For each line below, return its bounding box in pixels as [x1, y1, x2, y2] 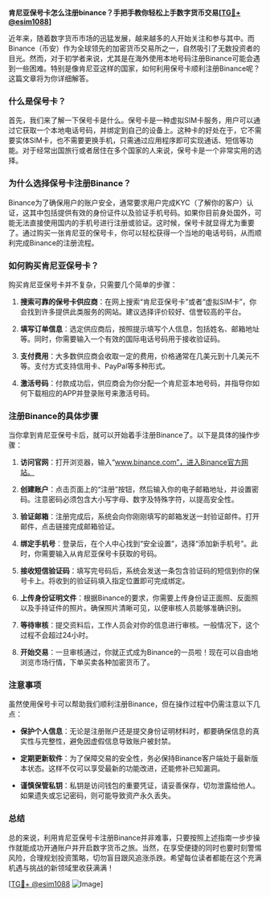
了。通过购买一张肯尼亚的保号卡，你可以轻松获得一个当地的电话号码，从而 [8, 228, 255, 237]
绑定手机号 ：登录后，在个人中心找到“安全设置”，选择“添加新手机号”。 [19, 539, 252, 549]
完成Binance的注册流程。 [14, 237, 99, 248]
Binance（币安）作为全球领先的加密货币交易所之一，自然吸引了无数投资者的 [8, 43, 261, 53]
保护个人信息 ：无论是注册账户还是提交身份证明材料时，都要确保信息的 [19, 726, 253, 736]
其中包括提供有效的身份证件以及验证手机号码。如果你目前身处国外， [29, 208, 255, 217]
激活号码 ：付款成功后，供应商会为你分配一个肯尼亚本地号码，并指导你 [19, 378, 253, 388]
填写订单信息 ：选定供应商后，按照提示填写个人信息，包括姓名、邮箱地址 [19, 323, 260, 333]
